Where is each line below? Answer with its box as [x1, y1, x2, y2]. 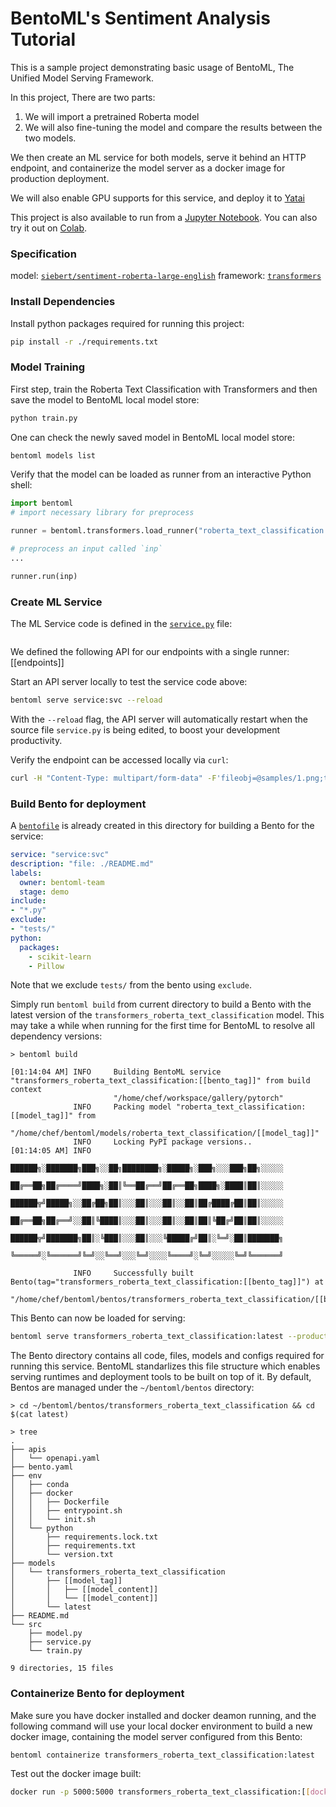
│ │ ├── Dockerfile [10, 1497, 110, 1507]
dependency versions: [10, 1030, 103, 1042]
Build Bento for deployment [10, 797, 147, 811]
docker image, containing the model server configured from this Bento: [10, 1730, 303, 1742]
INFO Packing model [73, 1102, 172, 1112]
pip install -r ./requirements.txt [10, 337, 159, 347]
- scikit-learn [28, 952, 92, 962]
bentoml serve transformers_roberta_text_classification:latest [10, 1332, 284, 1342]
